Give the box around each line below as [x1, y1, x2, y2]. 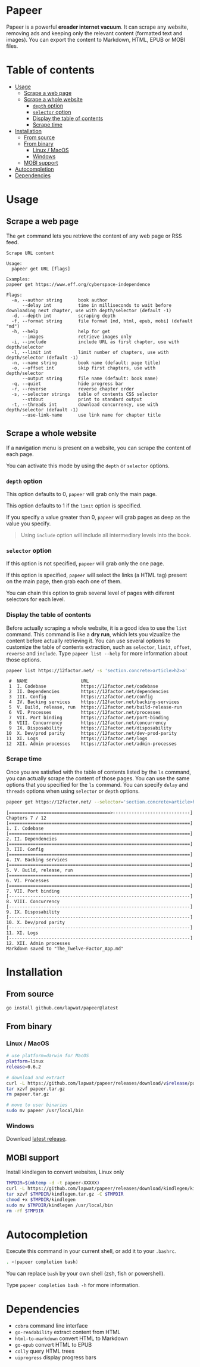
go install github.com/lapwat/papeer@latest [6, 1005, 118, 1011]
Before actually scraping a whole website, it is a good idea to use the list [6, 624, 187, 632]
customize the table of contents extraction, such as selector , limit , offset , [6, 643, 192, 651]
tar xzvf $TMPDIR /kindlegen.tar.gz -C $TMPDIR [6, 1191, 124, 1197]
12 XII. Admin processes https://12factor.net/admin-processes [6, 741, 177, 747]
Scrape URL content [6, 250, 55, 256]
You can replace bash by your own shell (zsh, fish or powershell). [6, 1270, 165, 1277]
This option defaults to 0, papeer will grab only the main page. [6, 490, 157, 497]
